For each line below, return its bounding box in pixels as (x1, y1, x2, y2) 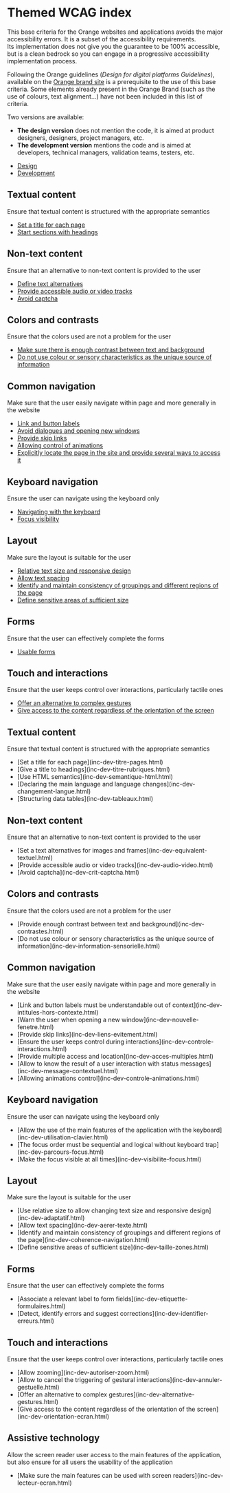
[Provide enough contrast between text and (16, 920, 141, 928)
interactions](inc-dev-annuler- (136, 1375, 222, 1383)
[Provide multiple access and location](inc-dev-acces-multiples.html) (16, 1052, 214, 1060)
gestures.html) (16, 1397, 59, 1405)
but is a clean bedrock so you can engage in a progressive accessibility (7, 50, 209, 58)
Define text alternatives (16, 279, 84, 287)
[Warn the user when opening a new (16, 1015, 120, 1024)
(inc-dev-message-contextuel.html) (16, 1066, 119, 1075)
